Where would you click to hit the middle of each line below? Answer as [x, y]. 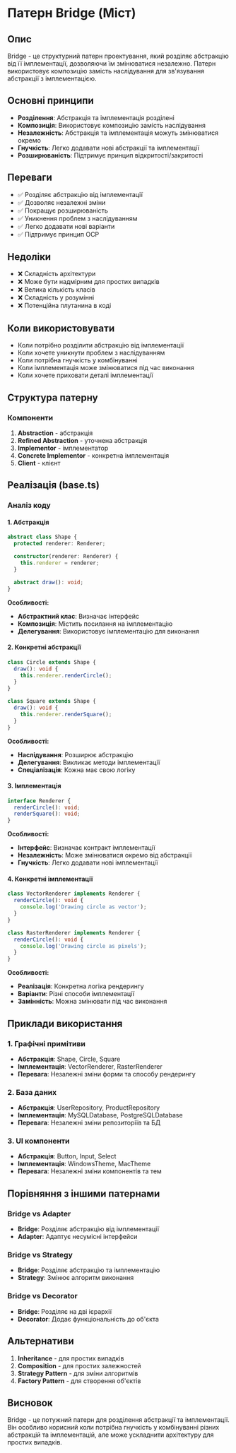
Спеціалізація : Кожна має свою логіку [76, 770]
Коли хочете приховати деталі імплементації [85, 375]
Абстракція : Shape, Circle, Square [69, 1059]
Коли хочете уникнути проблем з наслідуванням [91, 353]
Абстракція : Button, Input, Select [67, 1156]
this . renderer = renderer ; [60, 563]
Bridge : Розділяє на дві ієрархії [64, 1311]
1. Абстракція [28, 522]
